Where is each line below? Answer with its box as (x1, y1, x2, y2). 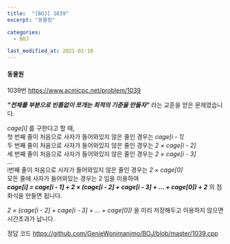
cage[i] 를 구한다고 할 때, (7, 124, 75, 133)
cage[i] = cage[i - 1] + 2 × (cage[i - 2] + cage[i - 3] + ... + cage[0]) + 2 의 (7, 183, 215, 191)
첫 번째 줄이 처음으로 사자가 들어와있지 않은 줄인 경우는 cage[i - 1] (7, 133, 184, 141)
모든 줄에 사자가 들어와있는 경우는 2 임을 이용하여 (7, 175, 139, 183)
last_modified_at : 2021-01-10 (7, 47, 94, 55)
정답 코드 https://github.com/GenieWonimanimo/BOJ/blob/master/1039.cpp (7, 230, 218, 238)
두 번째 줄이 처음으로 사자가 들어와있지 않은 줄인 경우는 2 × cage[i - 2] (7, 142, 196, 150)
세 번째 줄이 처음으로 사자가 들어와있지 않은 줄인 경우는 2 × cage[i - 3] (7, 150, 197, 158)
